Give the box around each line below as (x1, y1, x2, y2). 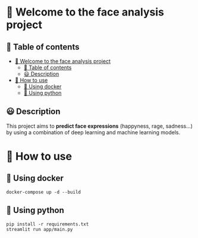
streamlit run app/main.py (6, 226, 73, 232)
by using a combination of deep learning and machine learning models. (6, 128, 181, 136)
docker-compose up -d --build (6, 189, 81, 195)
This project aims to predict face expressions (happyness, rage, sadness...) (6, 122, 193, 129)
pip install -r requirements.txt (6, 221, 89, 227)
